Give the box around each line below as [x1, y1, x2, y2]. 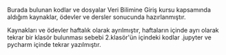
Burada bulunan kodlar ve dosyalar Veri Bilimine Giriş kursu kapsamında [7, 6, 212, 14]
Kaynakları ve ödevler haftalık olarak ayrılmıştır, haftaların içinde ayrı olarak [7, 26, 219, 34]
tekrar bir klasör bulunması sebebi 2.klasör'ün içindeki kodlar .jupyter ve [7, 33, 212, 41]
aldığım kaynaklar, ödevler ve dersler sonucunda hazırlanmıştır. [7, 13, 186, 21]
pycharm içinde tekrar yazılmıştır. [7, 41, 101, 48]
